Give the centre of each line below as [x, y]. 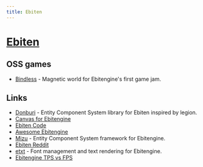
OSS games [29, 64]
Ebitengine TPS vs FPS [44, 158]
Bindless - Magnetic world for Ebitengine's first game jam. [88, 79]
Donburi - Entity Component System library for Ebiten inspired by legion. [106, 112]
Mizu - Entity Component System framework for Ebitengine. [90, 138]
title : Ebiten [24, 12]
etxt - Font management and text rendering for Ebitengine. [88, 151]
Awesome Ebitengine [41, 132]
